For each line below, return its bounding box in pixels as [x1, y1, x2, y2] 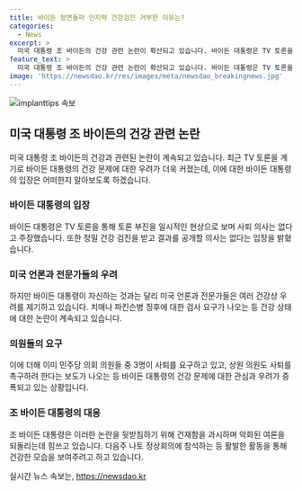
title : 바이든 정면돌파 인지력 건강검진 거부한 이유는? [9, 13, 185, 22]
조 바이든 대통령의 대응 [9, 406, 102, 419]
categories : [9, 22, 54, 31]
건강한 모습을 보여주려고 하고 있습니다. [9, 451, 144, 462]
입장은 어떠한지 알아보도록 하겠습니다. [18, 174, 151, 185]
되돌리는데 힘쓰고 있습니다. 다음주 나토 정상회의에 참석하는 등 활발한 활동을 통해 [9, 440, 288, 450]
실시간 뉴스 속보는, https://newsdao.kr [9, 470, 147, 481]
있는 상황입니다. [32, 382, 89, 393]
